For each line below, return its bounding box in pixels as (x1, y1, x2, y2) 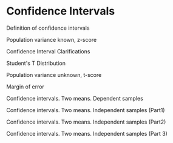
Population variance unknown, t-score (6, 71, 102, 78)
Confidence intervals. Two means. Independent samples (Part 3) (6, 130, 168, 137)
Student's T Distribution (6, 59, 66, 67)
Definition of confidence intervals (6, 24, 90, 32)
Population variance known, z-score (6, 36, 97, 43)
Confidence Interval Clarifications (6, 47, 90, 55)
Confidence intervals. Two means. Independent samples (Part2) (6, 118, 166, 125)
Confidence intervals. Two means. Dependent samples (6, 95, 144, 102)
